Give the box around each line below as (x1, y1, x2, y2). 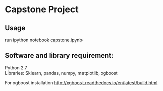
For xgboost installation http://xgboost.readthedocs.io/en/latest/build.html (5, 79, 158, 86)
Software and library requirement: (5, 51, 114, 60)
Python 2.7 (5, 64, 27, 71)
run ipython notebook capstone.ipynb (5, 37, 83, 43)
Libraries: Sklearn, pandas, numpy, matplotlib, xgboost (5, 70, 118, 76)
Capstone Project (5, 4, 79, 15)
